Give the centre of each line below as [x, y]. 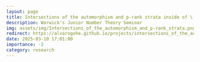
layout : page [22, 12]
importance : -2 [25, 45]
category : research [30, 50]
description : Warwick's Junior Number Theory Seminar [74, 22]
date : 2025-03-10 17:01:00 [40, 39]
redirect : [18, 34]
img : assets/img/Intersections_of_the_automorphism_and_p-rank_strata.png [101, 28]
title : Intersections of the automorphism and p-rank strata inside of [97, 17]
